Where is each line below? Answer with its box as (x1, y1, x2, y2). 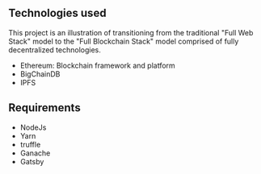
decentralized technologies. (8, 44, 101, 55)
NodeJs (19, 122, 47, 132)
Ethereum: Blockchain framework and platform (19, 60, 175, 70)
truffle (19, 139, 41, 149)
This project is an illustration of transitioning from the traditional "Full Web (8, 27, 254, 37)
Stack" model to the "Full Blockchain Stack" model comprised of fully (8, 36, 239, 46)
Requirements (8, 101, 81, 115)
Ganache (19, 148, 51, 158)
